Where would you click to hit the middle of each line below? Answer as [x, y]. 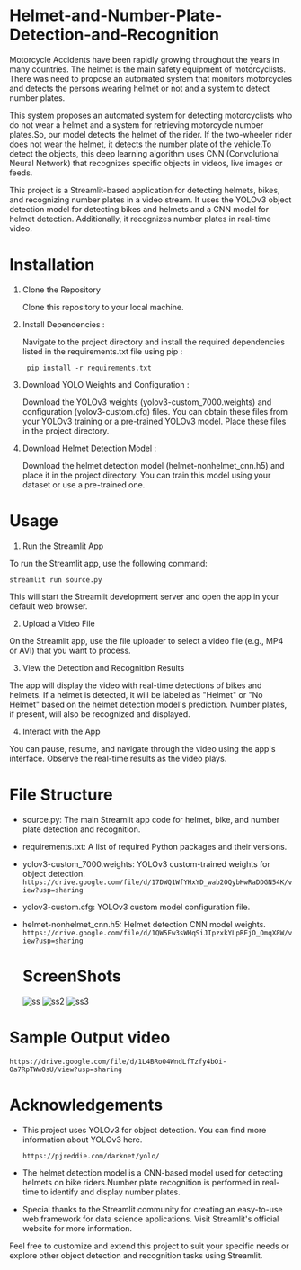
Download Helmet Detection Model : [89, 448]
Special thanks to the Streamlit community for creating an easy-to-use [152, 1209]
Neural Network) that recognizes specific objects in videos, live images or [146, 163]
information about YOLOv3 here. [82, 1140]
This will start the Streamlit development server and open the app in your [144, 596]
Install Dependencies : [63, 324]
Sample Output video [90, 1037]
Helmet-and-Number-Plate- [116, 16]
